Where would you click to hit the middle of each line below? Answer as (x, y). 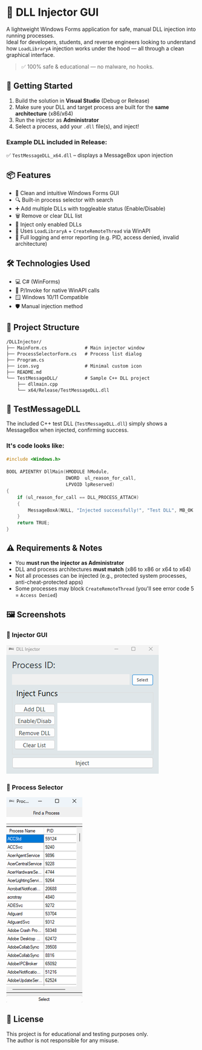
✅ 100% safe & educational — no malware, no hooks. (87, 67)
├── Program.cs (25, 360)
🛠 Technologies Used (48, 264)
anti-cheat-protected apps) (49, 582)
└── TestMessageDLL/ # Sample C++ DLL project (78, 378)
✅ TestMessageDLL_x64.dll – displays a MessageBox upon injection (90, 155)
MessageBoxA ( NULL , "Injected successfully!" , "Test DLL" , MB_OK (111, 510)
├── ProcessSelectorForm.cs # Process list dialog (74, 354)
